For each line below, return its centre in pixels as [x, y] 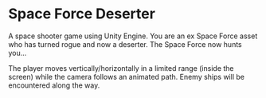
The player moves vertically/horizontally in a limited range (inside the [121, 68]
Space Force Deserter [82, 14]
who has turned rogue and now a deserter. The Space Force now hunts [125, 44]
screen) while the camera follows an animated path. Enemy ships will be [127, 76]
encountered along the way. [54, 85]
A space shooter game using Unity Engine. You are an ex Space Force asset [133, 36]
